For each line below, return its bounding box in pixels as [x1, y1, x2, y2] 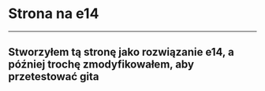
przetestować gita [8, 70, 100, 83]
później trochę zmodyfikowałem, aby [8, 58, 195, 71]
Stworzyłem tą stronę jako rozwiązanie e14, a [8, 45, 234, 59]
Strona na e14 [8, 5, 99, 23]
